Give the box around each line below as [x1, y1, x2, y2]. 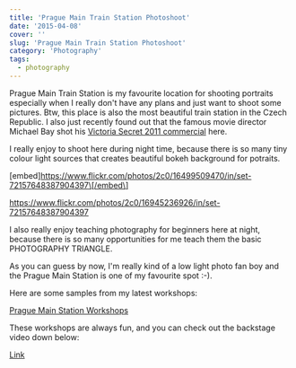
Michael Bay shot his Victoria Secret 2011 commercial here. [9, 126, 228, 136]
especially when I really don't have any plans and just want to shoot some [9, 97, 282, 108]
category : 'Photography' [9, 47, 102, 56]
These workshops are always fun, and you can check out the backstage [9, 322, 276, 333]
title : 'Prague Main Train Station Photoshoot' [9, 13, 191, 22]
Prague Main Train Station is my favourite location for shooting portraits [9, 87, 274, 99]
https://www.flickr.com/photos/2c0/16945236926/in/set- [9, 197, 221, 207]
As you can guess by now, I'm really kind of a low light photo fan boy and [9, 260, 280, 271]
